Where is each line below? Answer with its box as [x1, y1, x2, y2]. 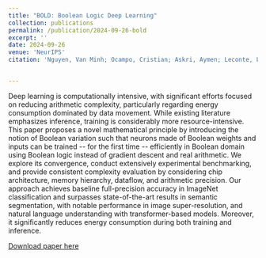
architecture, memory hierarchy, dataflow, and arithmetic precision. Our [8, 175, 241, 184]
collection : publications [8, 19, 93, 27]
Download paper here [8, 241, 79, 250]
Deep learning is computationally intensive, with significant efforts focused [8, 91, 253, 101]
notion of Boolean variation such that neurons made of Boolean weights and [8, 133, 256, 142]
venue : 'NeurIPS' [8, 48, 66, 56]
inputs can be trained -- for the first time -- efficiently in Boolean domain [8, 142, 245, 151]
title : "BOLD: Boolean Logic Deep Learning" [8, 11, 158, 20]
